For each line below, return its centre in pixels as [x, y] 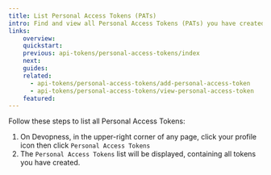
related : [38, 76]
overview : [40, 38]
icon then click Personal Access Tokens [85, 145]
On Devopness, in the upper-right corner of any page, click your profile [138, 137]
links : [19, 31]
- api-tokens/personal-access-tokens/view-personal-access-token [142, 91]
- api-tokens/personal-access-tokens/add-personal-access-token [140, 83]
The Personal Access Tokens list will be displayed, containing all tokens [138, 154]
